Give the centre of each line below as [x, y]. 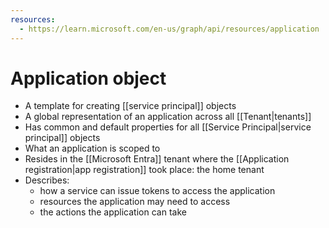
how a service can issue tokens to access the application [157, 191]
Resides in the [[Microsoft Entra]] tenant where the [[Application [157, 159]
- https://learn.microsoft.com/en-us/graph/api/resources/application [169, 29]
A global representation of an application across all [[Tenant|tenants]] [168, 117]
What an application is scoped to [92, 148]
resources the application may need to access [135, 202]
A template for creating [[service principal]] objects [130, 106]
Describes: [47, 180]
